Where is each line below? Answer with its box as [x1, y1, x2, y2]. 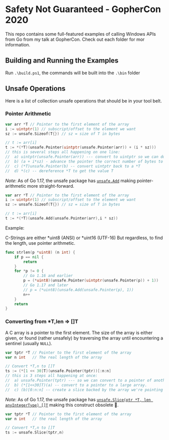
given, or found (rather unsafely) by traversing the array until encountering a [5, 335, 163, 341]
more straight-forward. [27, 183, 74, 189]
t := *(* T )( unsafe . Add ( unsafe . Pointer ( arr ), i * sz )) [5, 216, 118, 221]
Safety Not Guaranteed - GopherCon [5, 4, 161, 15]
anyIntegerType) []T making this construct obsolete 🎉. [5, 402, 119, 408]
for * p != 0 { [14, 268, 44, 273]
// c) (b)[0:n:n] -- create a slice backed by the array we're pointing [5, 387, 163, 392]
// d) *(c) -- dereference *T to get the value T [5, 168, 114, 174]
